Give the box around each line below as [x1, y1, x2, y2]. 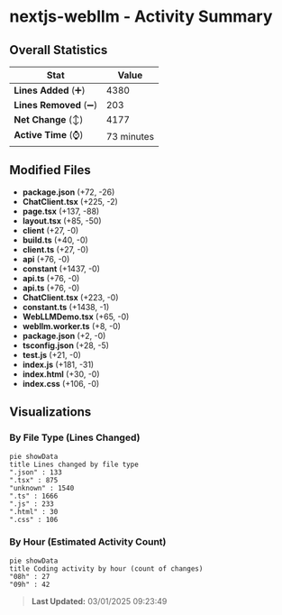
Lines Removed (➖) [14, 99, 97, 111]
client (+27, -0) [22, 225, 79, 235]
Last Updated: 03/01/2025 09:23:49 [31, 595, 168, 606]
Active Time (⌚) [14, 129, 84, 141]
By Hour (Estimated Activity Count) [9, 536, 167, 548]
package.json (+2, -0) [22, 330, 106, 341]
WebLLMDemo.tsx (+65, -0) [22, 311, 130, 322]
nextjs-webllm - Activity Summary [9, 6, 273, 27]
